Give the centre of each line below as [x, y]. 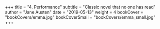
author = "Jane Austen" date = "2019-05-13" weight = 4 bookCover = [74, 12]
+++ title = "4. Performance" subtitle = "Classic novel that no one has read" [80, 7]
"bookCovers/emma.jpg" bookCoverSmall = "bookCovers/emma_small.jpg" [80, 17]
